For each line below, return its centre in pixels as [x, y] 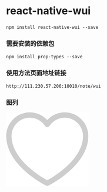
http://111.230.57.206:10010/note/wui [53, 87]
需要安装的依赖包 [30, 44]
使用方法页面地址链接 [36, 73]
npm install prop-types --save [44, 57]
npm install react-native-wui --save [52, 27]
